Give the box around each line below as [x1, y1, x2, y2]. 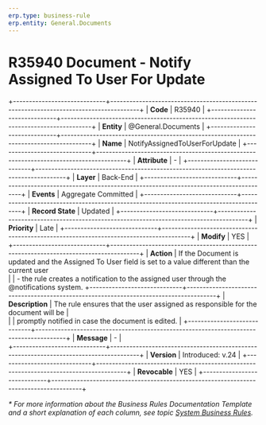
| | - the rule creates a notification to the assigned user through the [8, 274, 226, 283]
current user [8, 266, 49, 275]
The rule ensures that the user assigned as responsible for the [53, 299, 257, 309]
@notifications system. [8, 283, 83, 292]
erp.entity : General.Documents [8, 19, 112, 27]
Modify [201, 232, 226, 241]
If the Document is [178, 248, 239, 259]
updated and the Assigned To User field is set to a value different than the [8, 257, 250, 267]
